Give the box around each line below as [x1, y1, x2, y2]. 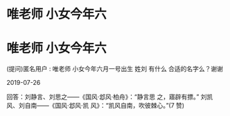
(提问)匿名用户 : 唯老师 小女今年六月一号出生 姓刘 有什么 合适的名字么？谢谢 [6, 65, 223, 73]
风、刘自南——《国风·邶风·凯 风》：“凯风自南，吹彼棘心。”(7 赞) [6, 101, 185, 110]
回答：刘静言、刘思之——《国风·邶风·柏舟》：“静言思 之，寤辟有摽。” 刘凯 [6, 93, 213, 101]
